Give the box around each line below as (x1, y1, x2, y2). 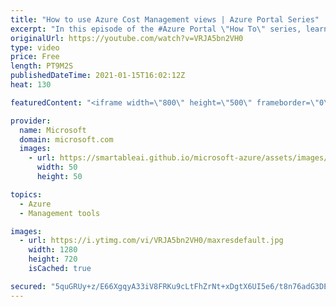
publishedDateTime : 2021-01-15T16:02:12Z (10, 71, 186, 81)
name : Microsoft (19, 125, 87, 135)
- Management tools (19, 208, 101, 218)
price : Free (10, 52, 60, 62)
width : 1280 (28, 245, 78, 255)
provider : (10, 116, 52, 126)
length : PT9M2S (10, 61, 74, 71)
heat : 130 (10, 80, 52, 90)
